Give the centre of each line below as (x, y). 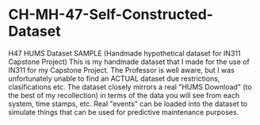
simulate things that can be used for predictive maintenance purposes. (124, 112)
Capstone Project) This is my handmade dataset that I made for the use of (129, 62)
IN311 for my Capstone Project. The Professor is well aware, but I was (122, 70)
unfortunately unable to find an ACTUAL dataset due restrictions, (114, 78)
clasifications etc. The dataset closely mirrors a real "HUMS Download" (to (130, 87)
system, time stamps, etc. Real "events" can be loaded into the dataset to (128, 104)
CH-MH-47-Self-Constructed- (111, 15)
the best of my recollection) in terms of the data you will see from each (124, 95)
